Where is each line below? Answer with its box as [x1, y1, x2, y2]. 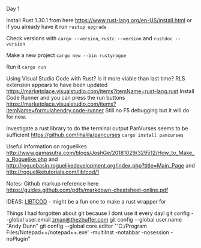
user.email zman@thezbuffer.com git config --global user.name [25, 216, 182, 223]
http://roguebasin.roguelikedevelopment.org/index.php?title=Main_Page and [6, 162, 195, 169]
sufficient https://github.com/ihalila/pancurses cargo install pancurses [6, 132, 184, 138]
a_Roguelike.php [6, 156, 47, 163]
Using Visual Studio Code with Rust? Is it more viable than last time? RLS [6, 75, 185, 82]
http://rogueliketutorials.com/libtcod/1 [6, 168, 100, 175]
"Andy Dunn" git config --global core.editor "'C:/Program [6, 222, 147, 229]
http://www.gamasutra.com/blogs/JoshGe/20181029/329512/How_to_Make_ [6, 150, 195, 156]
